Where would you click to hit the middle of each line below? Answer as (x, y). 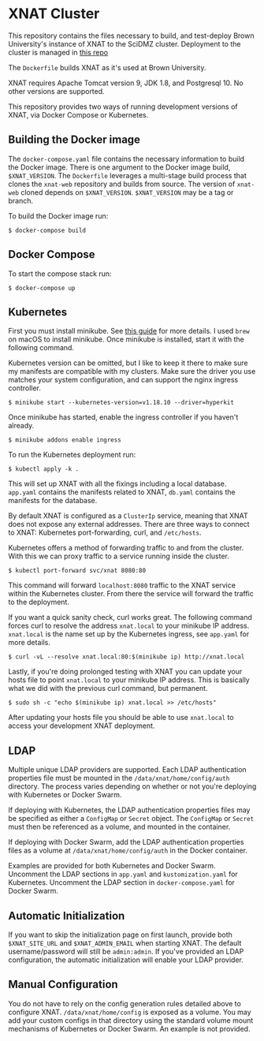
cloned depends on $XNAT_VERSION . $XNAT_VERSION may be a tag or (127, 192)
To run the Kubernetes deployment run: (72, 455)
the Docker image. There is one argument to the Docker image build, (119, 167)
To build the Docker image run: (58, 216)
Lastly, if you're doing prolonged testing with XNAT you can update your (125, 672)
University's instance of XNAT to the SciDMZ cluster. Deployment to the (125, 43)
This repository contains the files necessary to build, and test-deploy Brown (131, 35)
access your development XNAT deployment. (82, 726)
